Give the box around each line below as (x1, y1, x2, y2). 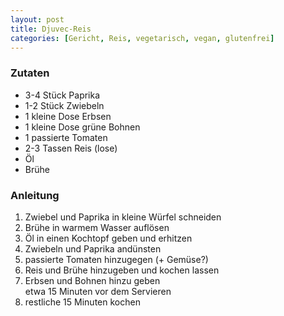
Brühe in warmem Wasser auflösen (24, 221, 170, 233)
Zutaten (10, 66, 50, 80)
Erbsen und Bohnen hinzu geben (24, 274, 161, 286)
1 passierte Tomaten (24, 131, 108, 143)
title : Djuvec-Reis (10, 24, 92, 34)
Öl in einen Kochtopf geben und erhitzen (24, 232, 193, 244)
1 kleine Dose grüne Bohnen (24, 121, 141, 133)
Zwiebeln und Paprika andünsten (24, 242, 162, 255)
